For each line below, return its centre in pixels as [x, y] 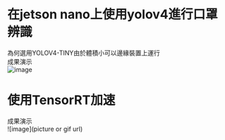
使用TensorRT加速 [61, 100]
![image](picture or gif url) [45, 129]
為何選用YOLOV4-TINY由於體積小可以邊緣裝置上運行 [84, 53]
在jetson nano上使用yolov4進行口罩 [113, 14]
